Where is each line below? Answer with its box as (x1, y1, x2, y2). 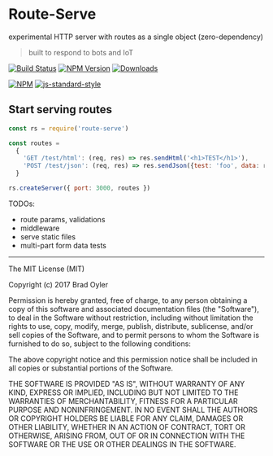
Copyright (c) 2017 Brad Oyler (8, 279, 108, 289)
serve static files (19, 231, 76, 241)
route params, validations (19, 214, 106, 224)
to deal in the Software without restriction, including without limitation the (8, 313, 253, 322)
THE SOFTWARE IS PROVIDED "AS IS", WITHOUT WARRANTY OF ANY (8, 379, 245, 388)
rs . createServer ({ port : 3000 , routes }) (8, 184, 151, 192)
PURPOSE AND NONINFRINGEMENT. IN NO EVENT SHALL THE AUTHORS (8, 405, 258, 414)
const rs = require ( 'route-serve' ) (8, 124, 129, 133)
